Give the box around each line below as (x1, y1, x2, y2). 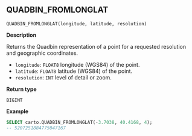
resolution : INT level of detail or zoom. (14, 73, 112, 81)
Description (6, 31, 37, 39)
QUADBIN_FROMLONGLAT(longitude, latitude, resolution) (6, 20, 147, 26)
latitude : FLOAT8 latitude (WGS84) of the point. (14, 67, 133, 75)
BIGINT (6, 97, 23, 103)
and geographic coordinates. (6, 49, 78, 57)
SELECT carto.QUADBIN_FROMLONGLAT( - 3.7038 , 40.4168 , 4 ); (6, 119, 153, 125)
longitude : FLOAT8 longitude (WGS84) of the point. (14, 61, 140, 68)
